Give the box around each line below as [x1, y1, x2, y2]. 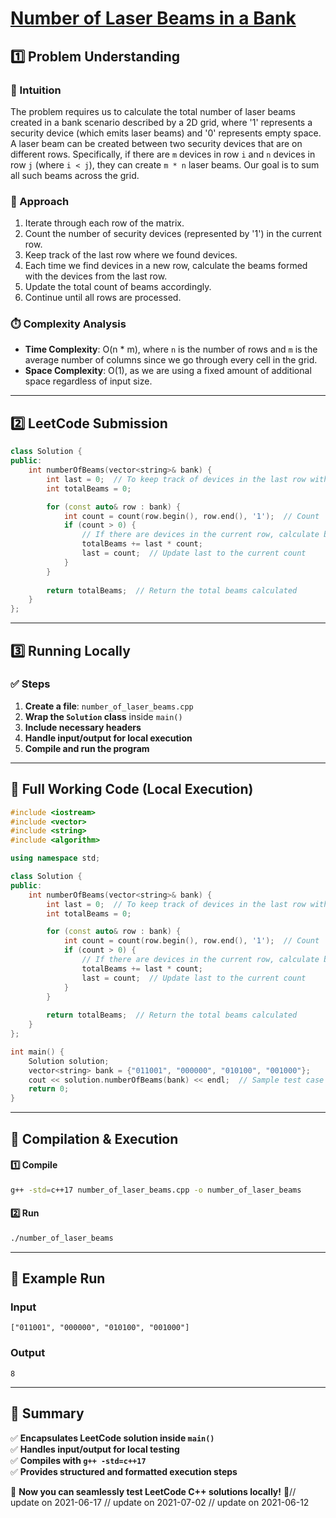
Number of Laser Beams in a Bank [10, 7, 297, 30]
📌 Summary [10, 1405, 85, 1422]
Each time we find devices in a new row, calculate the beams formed [24, 260, 308, 272]
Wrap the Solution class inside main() [24, 710, 183, 722]
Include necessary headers [24, 721, 142, 733]
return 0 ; [28, 1084, 70, 1094]
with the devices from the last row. [24, 270, 168, 282]
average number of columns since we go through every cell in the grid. [24, 354, 318, 366]
